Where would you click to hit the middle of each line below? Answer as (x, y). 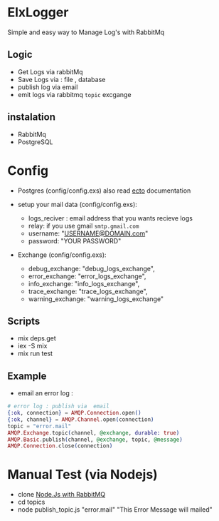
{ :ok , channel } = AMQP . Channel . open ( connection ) (81, 419)
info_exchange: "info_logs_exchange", (84, 283)
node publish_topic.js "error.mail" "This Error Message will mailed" (115, 510)
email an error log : (45, 393)
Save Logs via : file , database (62, 79)
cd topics (31, 502)
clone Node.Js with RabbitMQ (61, 495)
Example (27, 376)
